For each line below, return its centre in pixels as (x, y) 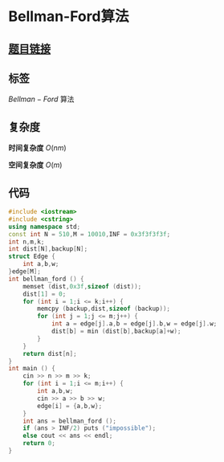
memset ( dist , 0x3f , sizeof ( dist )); (82, 286)
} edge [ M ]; (25, 272)
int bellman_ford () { (46, 279)
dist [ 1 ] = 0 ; (45, 294)
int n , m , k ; (26, 242)
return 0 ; (39, 444)
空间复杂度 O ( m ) (35, 165)
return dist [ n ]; (50, 354)
